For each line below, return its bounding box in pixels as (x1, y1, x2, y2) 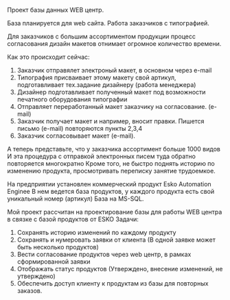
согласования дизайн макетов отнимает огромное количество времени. (7, 40, 222, 47)
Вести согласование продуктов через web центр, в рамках (16, 250, 192, 258)
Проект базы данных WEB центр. (7, 6, 104, 14)
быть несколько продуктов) (16, 243, 100, 251)
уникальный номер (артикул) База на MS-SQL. (7, 195, 144, 203)
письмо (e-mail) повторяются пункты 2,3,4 (16, 125, 143, 132)
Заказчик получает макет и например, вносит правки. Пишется (16, 117, 205, 125)
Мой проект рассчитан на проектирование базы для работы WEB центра (7, 208, 222, 216)
